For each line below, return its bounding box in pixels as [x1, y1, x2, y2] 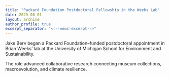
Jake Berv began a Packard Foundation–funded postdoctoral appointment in [5, 40, 165, 46]
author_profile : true [5, 21, 51, 27]
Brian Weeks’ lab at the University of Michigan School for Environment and [5, 46, 161, 52]
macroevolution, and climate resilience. [5, 66, 87, 72]
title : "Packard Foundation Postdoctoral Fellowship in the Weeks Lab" [5, 7, 160, 13]
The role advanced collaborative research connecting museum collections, [5, 61, 162, 67]
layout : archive [5, 17, 40, 22]
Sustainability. [5, 51, 35, 57]
